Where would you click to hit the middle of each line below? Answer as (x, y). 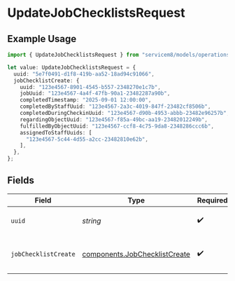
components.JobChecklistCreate (136, 254)
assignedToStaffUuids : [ (56, 132)
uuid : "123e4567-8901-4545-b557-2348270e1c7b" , (90, 87)
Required (213, 200)
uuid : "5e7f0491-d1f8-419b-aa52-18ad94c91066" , (84, 74)
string (92, 221)
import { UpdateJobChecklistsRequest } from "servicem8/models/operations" (120, 55)
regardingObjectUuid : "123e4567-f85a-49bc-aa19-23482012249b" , (114, 119)
